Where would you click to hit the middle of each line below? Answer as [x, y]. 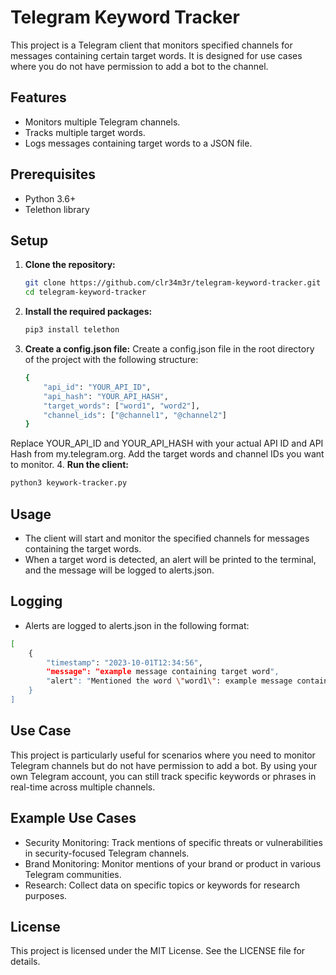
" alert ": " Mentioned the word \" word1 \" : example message [169, 681]
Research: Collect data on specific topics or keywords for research [162, 885]
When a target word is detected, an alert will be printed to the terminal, [170, 559]
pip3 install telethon [72, 330]
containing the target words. [83, 548]
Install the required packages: [88, 312]
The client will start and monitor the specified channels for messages [167, 538]
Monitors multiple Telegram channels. [102, 122]
